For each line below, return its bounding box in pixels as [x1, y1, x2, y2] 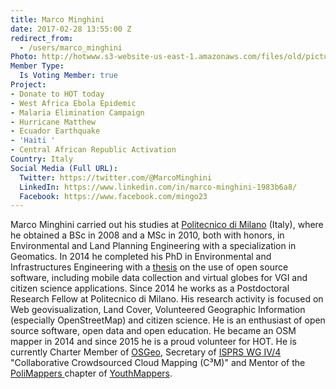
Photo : [10, 52, 38, 62]
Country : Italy [10, 154, 74, 164]
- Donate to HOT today [10, 89, 105, 99]
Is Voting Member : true [19, 71, 118, 81]
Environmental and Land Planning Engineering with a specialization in [10, 240, 297, 252]
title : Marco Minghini [10, 14, 105, 25]
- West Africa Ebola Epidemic [10, 98, 137, 108]
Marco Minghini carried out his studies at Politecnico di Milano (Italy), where [10, 219, 324, 231]
